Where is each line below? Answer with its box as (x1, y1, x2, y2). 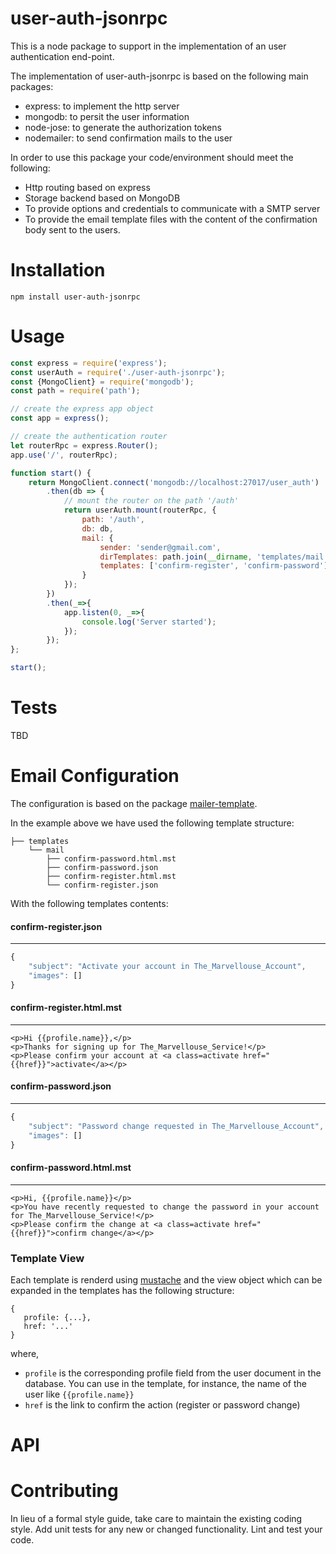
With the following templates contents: (10, 897, 169, 909)
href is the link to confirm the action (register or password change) (24, 1399, 301, 1411)
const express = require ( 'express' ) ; (10, 358, 168, 368)
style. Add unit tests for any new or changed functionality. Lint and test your (10, 1523, 323, 1536)
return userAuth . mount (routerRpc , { (63, 505, 217, 516)
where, (10, 1348, 40, 1360)
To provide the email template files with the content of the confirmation (24, 213, 318, 225)
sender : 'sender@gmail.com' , (99, 542, 222, 552)
